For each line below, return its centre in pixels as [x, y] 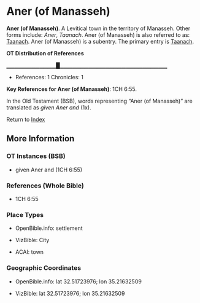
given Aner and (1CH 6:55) [49, 170]
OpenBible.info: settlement [49, 228]
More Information [40, 139]
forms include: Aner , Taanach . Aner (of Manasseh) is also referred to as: [98, 34]
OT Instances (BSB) [36, 156]
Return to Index [26, 119]
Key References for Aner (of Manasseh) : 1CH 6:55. [71, 89]
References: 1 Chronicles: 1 [49, 77]
